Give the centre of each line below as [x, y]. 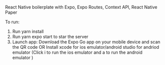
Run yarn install [28, 31]
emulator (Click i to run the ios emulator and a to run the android [77, 52]
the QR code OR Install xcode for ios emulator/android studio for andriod [85, 47]
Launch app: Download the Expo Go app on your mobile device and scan [86, 42]
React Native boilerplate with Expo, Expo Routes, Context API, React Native [81, 7]
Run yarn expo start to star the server [50, 37]
